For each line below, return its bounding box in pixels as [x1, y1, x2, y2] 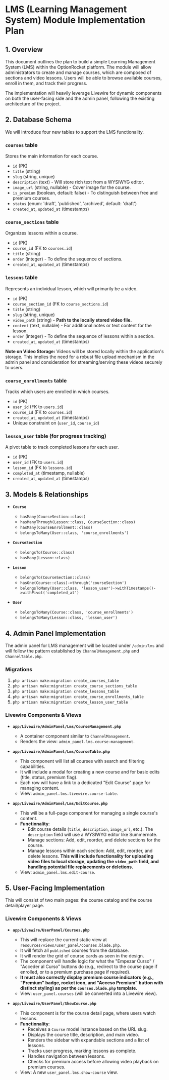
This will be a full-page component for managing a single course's [20, 809, 158, 816]
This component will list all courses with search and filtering [20, 758, 145, 764]
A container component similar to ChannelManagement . [20, 733, 130, 739]
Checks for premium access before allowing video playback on [27, 1058, 159, 1064]
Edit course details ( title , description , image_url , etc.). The [27, 826, 153, 832]
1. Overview [5, 45, 43, 54]
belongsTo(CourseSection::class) [20, 575, 91, 581]
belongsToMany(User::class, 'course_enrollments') [20, 530, 129, 535]
